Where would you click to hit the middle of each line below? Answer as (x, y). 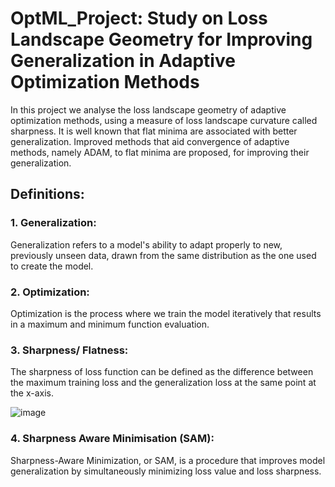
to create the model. (52, 266)
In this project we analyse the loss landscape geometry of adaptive (148, 109)
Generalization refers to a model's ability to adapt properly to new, (146, 244)
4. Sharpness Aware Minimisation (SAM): (112, 439)
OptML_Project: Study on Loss (139, 18)
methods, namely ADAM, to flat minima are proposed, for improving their (160, 152)
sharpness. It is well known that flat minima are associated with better (154, 131)
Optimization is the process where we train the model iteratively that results (166, 313)
